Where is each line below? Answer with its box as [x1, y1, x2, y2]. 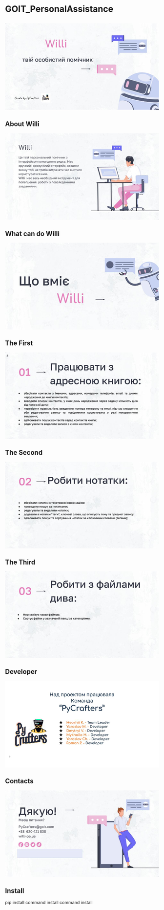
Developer [5, 667, 38, 676]
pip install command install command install [5, 900, 93, 906]
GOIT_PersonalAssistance [5, 3, 114, 15]
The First [5, 339, 33, 348]
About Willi [5, 120, 40, 128]
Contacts [5, 777, 34, 785]
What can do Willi [5, 229, 60, 238]
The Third [5, 558, 36, 566]
